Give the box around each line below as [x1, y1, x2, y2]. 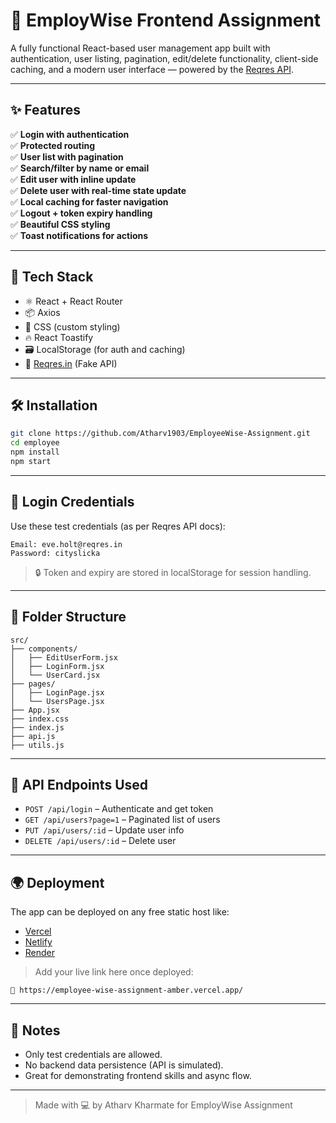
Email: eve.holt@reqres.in [10, 539, 123, 549]
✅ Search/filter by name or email [10, 162, 150, 174]
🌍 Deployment [10, 874, 105, 891]
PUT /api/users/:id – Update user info [24, 824, 185, 836]
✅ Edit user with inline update [10, 173, 137, 185]
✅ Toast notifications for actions [10, 229, 149, 241]
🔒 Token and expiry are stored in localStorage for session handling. [34, 566, 312, 578]
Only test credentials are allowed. [24, 1048, 163, 1060]
